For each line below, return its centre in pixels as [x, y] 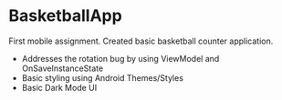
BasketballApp [65, 16]
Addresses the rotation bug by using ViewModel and [120, 58]
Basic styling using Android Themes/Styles [103, 77]
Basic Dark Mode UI [59, 87]
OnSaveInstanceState [63, 68]
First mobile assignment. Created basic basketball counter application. [141, 41]
